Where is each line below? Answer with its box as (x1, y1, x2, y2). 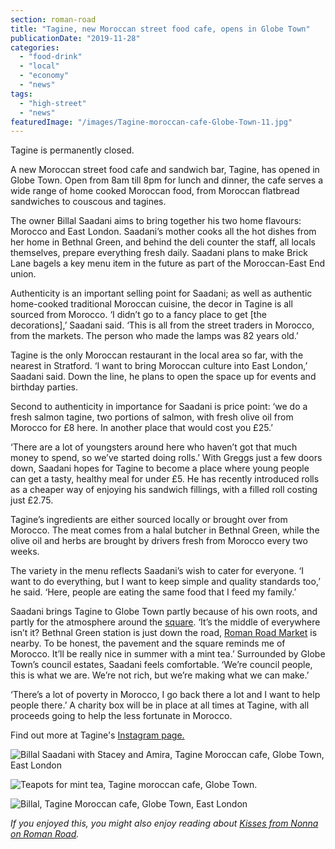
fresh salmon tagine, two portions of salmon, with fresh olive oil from (10, 411, 294, 423)
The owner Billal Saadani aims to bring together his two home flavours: (10, 215, 302, 227)
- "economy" (19, 71, 70, 81)
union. (10, 268, 37, 280)
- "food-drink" (19, 52, 83, 62)
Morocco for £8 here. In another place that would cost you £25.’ (10, 422, 274, 434)
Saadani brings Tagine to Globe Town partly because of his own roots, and (10, 606, 318, 618)
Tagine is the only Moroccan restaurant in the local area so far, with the (10, 349, 304, 361)
